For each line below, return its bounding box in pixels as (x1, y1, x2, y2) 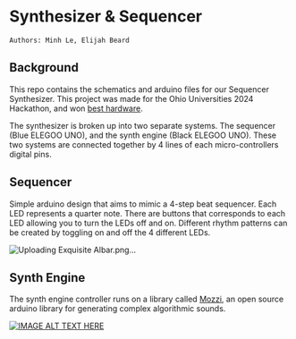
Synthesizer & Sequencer (9, 6, 203, 27)
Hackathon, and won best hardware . (9, 103, 143, 114)
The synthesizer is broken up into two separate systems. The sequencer (9, 120, 276, 131)
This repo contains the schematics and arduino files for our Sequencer (9, 83, 270, 95)
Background (9, 60, 79, 75)
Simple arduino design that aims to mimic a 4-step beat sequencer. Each (9, 199, 277, 209)
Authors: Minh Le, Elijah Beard (9, 36, 130, 45)
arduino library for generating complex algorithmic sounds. (9, 303, 226, 314)
